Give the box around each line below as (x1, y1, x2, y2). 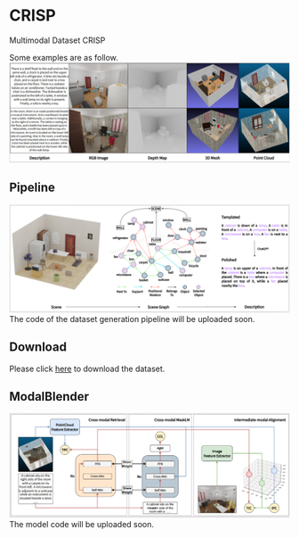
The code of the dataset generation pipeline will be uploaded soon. (9, 313, 255, 324)
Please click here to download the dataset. (9, 363, 166, 374)
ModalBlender (9, 389, 90, 404)
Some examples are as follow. (9, 52, 118, 62)
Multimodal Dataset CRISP (9, 35, 106, 46)
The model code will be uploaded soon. (9, 518, 154, 529)
